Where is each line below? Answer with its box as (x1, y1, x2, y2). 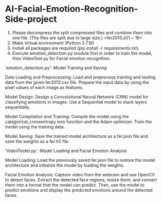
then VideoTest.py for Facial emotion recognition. (12, 55, 111, 61)
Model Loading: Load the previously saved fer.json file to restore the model (5, 157, 156, 163)
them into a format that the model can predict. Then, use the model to (5, 182, 145, 187)
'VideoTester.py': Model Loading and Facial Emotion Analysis (5, 148, 127, 154)
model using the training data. (5, 124, 65, 129)
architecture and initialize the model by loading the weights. (5, 162, 125, 168)
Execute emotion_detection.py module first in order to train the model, (12, 50, 153, 56)
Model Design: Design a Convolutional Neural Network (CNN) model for (5, 93, 149, 100)
